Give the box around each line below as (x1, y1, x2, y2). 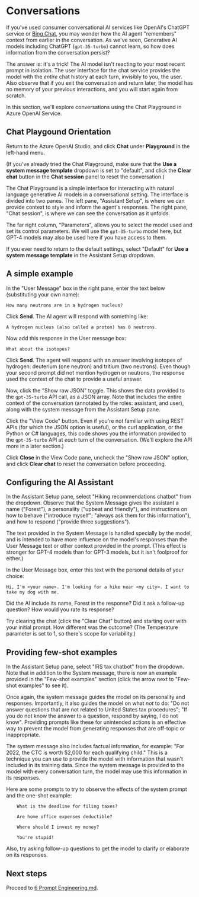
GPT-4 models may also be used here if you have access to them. (6, 234, 167, 241)
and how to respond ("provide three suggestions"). (6, 518, 131, 525)
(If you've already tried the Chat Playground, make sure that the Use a (6, 160, 177, 167)
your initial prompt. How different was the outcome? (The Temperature (6, 624, 178, 631)
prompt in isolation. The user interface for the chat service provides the (6, 66, 181, 74)
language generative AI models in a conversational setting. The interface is (6, 191, 189, 198)
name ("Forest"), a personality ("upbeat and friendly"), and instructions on (6, 506, 188, 513)
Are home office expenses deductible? (17, 814, 113, 820)
